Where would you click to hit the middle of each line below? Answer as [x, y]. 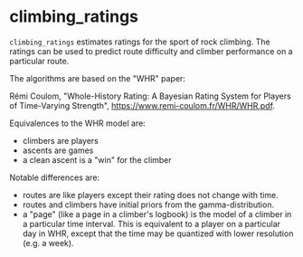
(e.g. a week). [48, 243]
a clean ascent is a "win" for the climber [97, 159]
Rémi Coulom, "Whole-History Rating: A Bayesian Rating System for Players [150, 96]
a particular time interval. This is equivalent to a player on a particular [151, 224]
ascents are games [58, 150]
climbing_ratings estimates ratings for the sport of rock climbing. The [140, 42]
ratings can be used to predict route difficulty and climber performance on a [151, 51]
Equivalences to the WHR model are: [78, 123]
